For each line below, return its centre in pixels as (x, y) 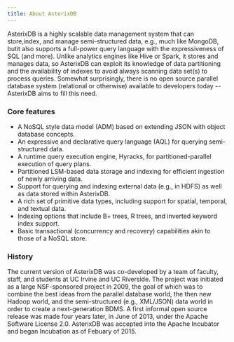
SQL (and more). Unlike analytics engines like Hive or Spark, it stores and (113, 56)
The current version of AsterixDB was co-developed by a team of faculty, (113, 272)
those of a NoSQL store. (52, 238)
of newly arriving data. (50, 179)
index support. (38, 223)
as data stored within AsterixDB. (64, 193)
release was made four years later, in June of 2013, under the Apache (108, 317)
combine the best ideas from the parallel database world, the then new (109, 294)
